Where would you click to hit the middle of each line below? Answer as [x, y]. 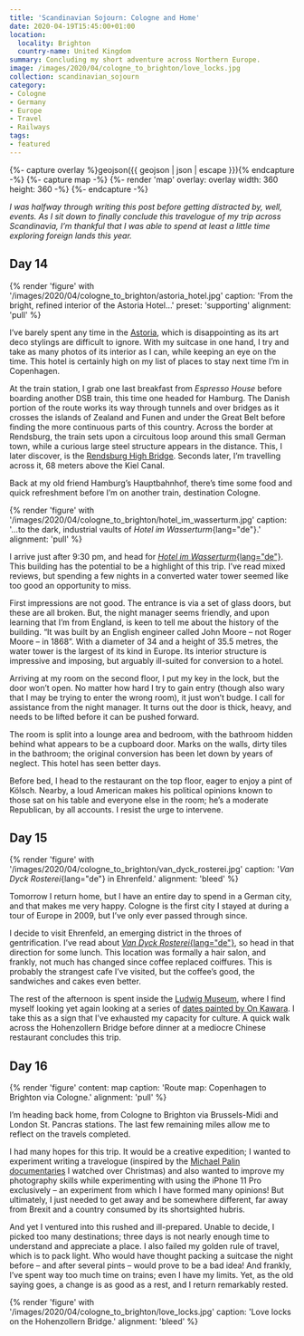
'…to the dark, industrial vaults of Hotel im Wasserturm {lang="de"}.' [135, 529]
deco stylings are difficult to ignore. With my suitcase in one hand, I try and [149, 341]
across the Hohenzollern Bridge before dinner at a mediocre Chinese [138, 1028]
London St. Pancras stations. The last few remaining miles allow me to [140, 1125]
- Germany [28, 102]
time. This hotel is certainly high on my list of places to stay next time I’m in [149, 361]
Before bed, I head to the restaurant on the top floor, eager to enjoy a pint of [151, 781]
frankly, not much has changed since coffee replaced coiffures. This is [141, 962]
